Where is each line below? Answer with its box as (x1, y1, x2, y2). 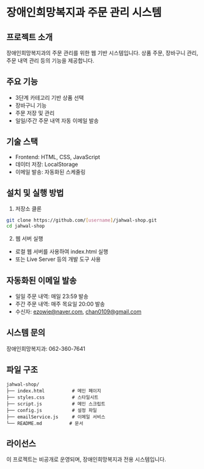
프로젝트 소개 (6, 32, 53, 42)
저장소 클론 (15, 205, 42, 212)
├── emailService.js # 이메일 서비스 (6, 414, 106, 420)
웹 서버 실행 (15, 235, 44, 242)
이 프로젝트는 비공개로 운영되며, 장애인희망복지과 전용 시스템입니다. (6, 456, 167, 463)
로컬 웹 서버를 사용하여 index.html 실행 (15, 248, 109, 255)
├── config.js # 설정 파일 (6, 407, 98, 413)
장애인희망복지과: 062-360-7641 (6, 345, 86, 352)
